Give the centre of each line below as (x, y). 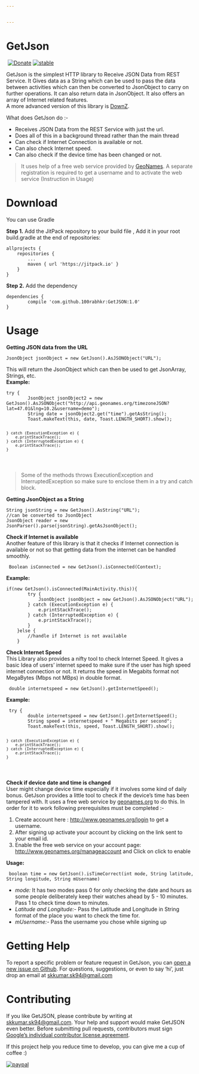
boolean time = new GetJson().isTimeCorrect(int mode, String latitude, (101, 874)
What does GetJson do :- (37, 118)
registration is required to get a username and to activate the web (101, 172)
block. (28, 488)
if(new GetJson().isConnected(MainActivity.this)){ (72, 589)
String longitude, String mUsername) (53, 879)
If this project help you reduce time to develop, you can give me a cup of (96, 1047)
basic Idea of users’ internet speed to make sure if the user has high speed (99, 665)
